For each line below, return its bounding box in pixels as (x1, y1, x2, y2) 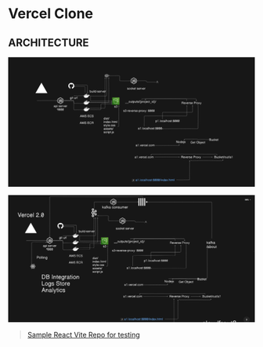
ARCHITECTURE (8, 36, 89, 49)
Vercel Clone (8, 5, 94, 23)
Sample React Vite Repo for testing (27, 331, 141, 340)
